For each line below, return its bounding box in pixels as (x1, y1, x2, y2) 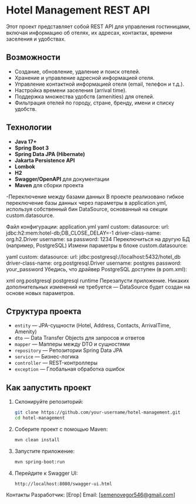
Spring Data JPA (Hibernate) (14, 150, 85, 157)
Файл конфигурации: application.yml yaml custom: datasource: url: (6, 223, 170, 230)
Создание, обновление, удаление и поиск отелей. (14, 68, 141, 75)
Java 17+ (14, 138, 37, 145)
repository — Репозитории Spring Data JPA (14, 347, 123, 354)
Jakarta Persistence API (14, 157, 75, 164)
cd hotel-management (14, 415, 65, 421)
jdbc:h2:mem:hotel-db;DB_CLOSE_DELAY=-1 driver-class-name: (6, 229, 161, 236)
